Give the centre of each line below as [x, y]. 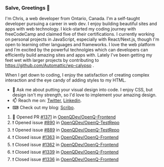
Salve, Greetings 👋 [27, 8]
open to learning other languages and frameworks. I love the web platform [80, 45]
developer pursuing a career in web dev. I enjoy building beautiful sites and [81, 24]
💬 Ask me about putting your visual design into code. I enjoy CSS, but [82, 90]
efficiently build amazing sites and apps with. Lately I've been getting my [79, 55]
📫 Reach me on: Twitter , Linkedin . [47, 101]
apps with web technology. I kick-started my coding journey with [70, 29]
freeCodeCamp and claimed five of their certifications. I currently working [80, 34]
